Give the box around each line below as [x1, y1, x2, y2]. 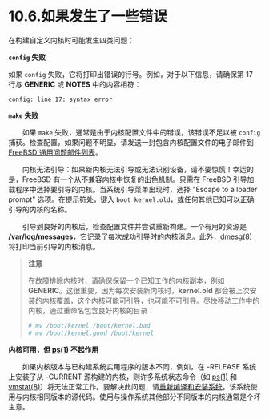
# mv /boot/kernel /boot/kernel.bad [27, 321, 151, 329]
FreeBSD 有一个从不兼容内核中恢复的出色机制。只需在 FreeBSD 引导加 [22, 174, 255, 184]
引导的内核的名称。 [8, 204, 72, 214]
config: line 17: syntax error [8, 95, 113, 103]
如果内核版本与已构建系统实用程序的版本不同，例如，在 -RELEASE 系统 [22, 361, 257, 371]
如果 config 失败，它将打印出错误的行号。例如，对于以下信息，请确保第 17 [8, 69, 254, 79]
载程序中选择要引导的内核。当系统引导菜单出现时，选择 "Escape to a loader [8, 184, 258, 194]
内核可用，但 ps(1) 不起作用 [8, 344, 98, 354]
